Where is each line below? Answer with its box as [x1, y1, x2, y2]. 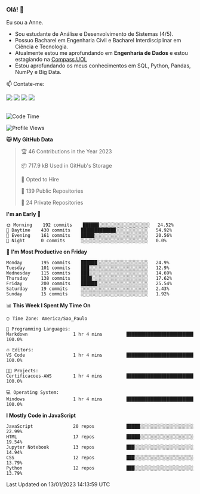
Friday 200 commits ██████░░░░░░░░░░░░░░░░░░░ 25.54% [6, 280, 172, 287]
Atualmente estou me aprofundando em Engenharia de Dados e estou [14, 50, 188, 57]
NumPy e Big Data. [14, 69, 61, 76]
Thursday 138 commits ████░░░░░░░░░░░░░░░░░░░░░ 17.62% [6, 276, 172, 282]
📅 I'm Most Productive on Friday [6, 248, 88, 255]
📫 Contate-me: [6, 81, 45, 88]
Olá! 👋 [6, 5, 24, 14]
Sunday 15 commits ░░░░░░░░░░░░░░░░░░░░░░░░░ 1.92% [6, 291, 170, 297]
